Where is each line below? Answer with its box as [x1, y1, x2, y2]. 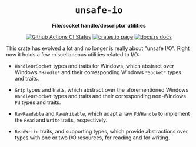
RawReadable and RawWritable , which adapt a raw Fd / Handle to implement [14, 110, 190, 117]
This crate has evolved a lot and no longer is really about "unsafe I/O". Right [6, 45, 190, 52]
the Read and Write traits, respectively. [14, 116, 108, 123]
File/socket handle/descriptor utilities [52, 22, 146, 29]
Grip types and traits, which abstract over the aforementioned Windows [14, 86, 189, 93]
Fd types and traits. [14, 99, 61, 106]
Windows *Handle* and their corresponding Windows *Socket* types [14, 68, 181, 75]
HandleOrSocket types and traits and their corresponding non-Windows [14, 92, 187, 99]
